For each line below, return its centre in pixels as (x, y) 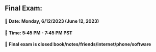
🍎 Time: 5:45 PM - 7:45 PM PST (38, 33)
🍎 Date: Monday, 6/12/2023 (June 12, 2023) (52, 21)
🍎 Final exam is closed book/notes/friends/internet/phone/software (78, 44)
